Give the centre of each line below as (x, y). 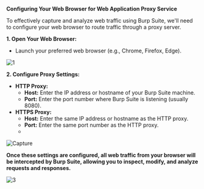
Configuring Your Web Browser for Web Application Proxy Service (92, 9)
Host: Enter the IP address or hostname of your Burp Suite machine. (110, 93)
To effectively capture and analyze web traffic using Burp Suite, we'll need (100, 20)
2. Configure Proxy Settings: (43, 74)
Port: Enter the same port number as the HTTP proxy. (91, 125)
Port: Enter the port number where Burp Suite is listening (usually (106, 99)
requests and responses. (39, 168)
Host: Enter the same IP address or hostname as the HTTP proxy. (106, 119)
